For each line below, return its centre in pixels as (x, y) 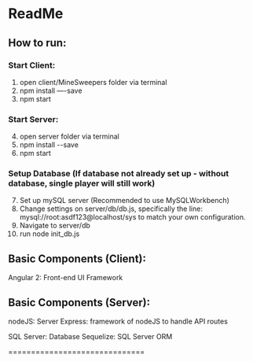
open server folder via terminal (69, 137)
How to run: (37, 43)
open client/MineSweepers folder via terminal (93, 82)
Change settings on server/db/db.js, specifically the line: (111, 209)
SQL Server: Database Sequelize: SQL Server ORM (90, 337)
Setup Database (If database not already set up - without (119, 174)
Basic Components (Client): (77, 259)
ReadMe (36, 14)
